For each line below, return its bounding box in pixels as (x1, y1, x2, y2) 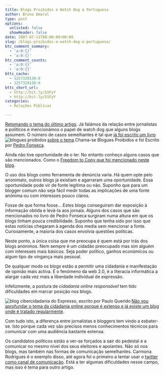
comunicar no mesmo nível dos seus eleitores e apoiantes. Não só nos (5, 343, 148, 349)
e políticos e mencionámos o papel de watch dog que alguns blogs (5, 127, 141, 132)
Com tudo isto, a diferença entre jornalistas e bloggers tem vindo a (5, 318, 140, 324)
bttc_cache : (5, 71, 29, 76)
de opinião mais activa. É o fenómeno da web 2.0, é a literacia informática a (5, 269, 158, 274)
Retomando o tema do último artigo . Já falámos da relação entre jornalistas (5, 121, 157, 127)
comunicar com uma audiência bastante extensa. (5, 329, 105, 334)
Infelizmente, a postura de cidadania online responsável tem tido (5, 283, 137, 289)
